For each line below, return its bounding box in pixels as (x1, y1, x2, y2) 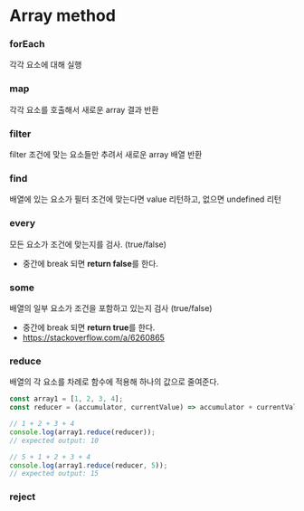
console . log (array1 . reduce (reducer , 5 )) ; (9, 460, 168, 470)
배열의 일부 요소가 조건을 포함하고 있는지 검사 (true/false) (9, 302, 213, 313)
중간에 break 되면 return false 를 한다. (22, 258, 158, 269)
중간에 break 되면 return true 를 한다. (22, 322, 156, 333)
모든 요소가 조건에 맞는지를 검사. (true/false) (9, 239, 167, 250)
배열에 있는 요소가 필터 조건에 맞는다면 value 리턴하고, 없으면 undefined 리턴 (9, 194, 282, 204)
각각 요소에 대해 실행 (9, 60, 82, 71)
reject (9, 490, 36, 503)
